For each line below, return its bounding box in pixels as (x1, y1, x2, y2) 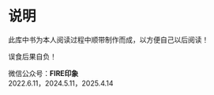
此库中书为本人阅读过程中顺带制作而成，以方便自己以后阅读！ (8, 35, 209, 44)
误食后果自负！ (8, 51, 57, 61)
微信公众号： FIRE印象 (8, 68, 79, 78)
